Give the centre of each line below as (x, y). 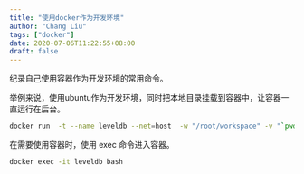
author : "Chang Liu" (48, 26)
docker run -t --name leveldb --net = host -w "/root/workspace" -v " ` (147, 126)
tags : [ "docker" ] (42, 34)
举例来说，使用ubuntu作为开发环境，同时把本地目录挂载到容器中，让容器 (146, 98)
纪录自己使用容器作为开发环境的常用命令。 (89, 79)
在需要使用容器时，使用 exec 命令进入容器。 (92, 145)
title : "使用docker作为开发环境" (67, 18)
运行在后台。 (41, 109)
